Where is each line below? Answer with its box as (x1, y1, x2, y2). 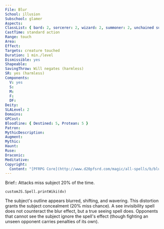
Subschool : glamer (5, 16, 42, 21)
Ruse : (5, 148, 16, 153)
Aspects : (5, 21, 23, 26)
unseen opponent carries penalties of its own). (5, 219, 99, 225)
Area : (5, 39, 16, 44)
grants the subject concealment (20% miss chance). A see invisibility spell (5, 203, 155, 209)
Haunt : (5, 144, 19, 149)
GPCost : (5, 116, 21, 121)
